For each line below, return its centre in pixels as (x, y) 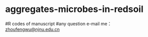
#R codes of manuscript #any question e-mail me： (58, 23)
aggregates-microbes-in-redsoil (75, 9)
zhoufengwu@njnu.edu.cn (33, 29)
